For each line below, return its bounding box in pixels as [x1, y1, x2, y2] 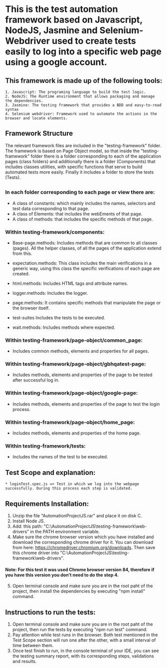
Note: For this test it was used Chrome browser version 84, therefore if [5, 566, 155, 572]
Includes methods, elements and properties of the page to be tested [12, 372, 153, 378]
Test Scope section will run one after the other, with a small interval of [12, 637, 156, 643]
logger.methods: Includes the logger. [12, 290, 88, 296]
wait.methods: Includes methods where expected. [12, 324, 116, 330]
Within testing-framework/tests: [5, 443, 86, 449]
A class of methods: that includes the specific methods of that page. [12, 216, 153, 222]
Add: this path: [12, 523, 43, 529]
